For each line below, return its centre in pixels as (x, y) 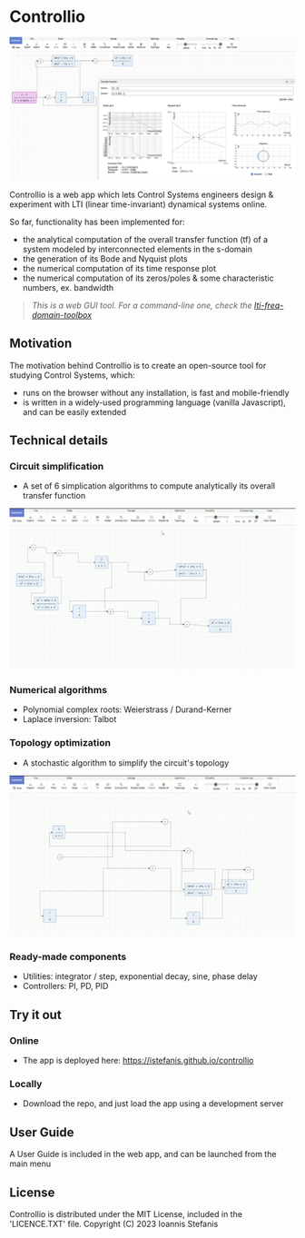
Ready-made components (68, 956)
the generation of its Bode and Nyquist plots (105, 258)
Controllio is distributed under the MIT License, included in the (126, 1213)
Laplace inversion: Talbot (69, 719)
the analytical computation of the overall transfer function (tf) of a (145, 239)
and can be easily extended (74, 411)
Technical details (59, 441)
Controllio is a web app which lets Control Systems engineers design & (142, 194)
